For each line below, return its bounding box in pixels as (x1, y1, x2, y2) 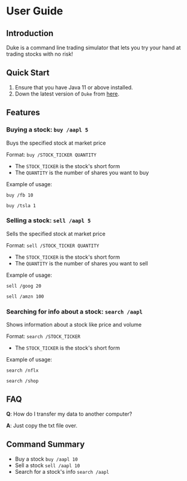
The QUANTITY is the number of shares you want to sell (14, 259, 148, 267)
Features (6, 107, 40, 118)
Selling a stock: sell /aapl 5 (6, 216, 91, 225)
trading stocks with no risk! (6, 50, 73, 58)
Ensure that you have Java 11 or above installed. (14, 83, 133, 91)
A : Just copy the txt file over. (6, 422, 78, 429)
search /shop (6, 378, 39, 384)
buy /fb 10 (6, 192, 34, 198)
